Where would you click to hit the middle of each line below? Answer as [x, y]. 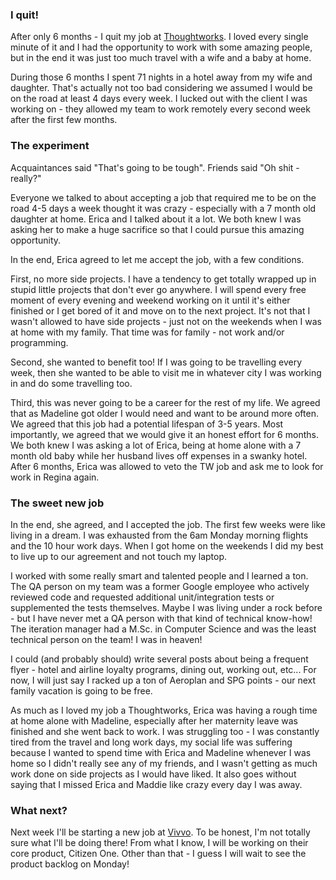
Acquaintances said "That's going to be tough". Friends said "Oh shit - [155, 167]
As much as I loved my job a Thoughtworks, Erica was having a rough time [164, 710]
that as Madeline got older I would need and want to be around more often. [164, 413]
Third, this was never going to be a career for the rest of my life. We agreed [165, 402]
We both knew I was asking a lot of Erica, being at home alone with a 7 [156, 445]
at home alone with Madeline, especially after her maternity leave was [154, 720]
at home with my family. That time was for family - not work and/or [147, 332]
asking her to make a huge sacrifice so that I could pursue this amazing [157, 229]
